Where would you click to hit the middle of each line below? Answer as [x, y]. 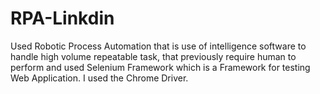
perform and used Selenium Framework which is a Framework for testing [160, 67]
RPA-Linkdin [62, 18]
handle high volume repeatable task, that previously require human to [153, 56]
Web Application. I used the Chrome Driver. [99, 78]
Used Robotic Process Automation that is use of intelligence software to [158, 46]
